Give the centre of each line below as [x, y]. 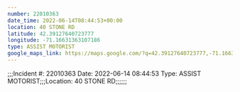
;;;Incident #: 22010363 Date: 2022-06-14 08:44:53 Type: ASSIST [104, 73]
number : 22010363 [33, 14]
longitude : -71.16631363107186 [54, 40]
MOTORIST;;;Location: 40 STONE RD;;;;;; [67, 81]
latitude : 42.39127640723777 [51, 34]
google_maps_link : [35, 54]
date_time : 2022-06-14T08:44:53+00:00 [65, 21]
